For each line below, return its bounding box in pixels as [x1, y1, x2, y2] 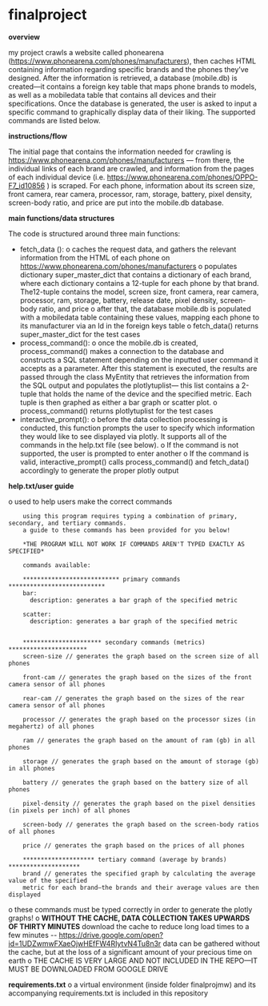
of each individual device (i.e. [8, 172, 106, 182]
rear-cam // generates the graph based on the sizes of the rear [22, 694, 246, 702]
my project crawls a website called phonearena [8, 47, 164, 57]
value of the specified [8, 876, 88, 884]
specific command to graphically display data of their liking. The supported [8, 107, 256, 117]
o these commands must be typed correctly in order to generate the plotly [8, 904, 253, 914]
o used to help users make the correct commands [8, 497, 173, 506]
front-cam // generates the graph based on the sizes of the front [22, 673, 252, 682]
